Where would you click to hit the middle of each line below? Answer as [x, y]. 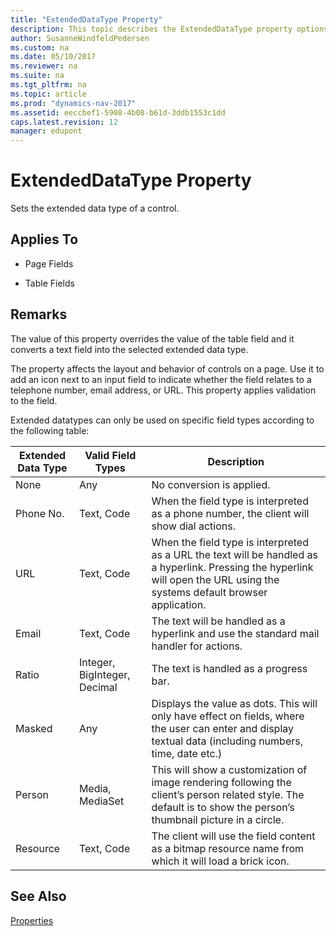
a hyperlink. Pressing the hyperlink [232, 567]
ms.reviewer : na [44, 66]
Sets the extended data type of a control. [95, 208]
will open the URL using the [215, 579]
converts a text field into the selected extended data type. [129, 349]
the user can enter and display [223, 728]
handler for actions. [197, 646]
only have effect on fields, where [228, 716]
